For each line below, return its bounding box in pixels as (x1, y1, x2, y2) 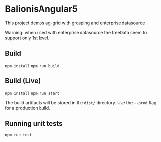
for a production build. (5, 105, 50, 111)
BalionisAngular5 (5, 3, 78, 15)
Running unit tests (5, 119, 63, 128)
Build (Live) (5, 77, 41, 85)
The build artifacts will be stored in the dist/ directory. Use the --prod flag (5, 99, 157, 105)
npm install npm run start (5, 91, 60, 96)
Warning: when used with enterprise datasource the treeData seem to (5, 29, 147, 35)
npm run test (5, 133, 32, 138)
